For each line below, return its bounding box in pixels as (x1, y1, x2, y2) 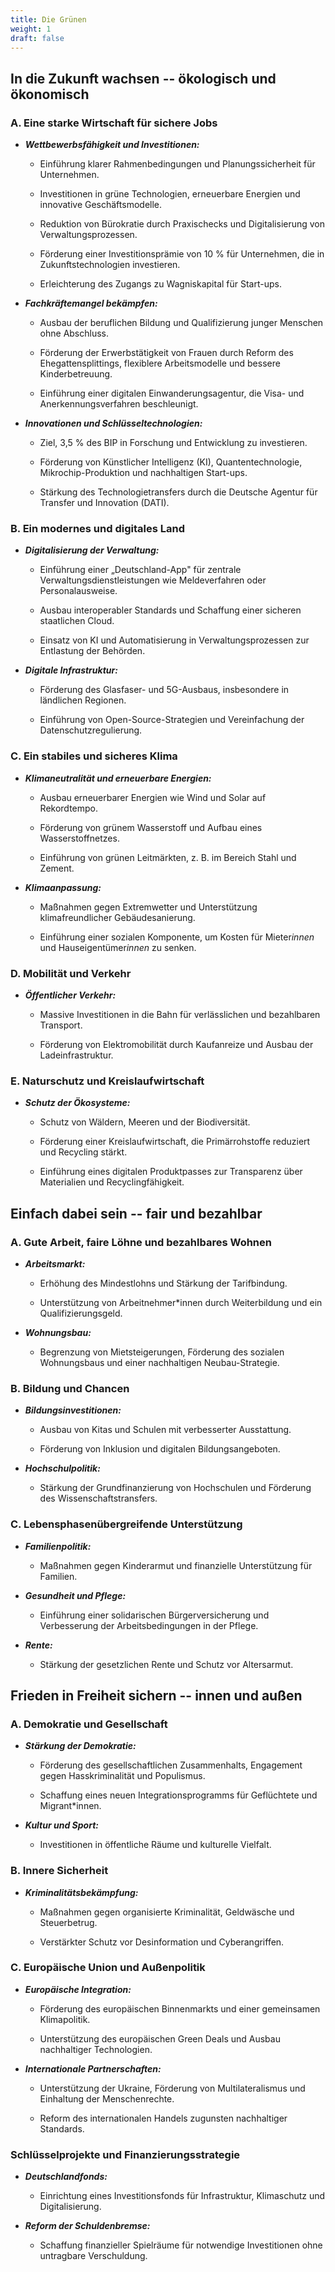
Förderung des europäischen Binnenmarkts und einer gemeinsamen (39, 2002, 321, 2015)
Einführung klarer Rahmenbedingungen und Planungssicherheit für (39, 158, 316, 170)
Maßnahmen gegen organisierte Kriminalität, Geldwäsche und (39, 1906, 295, 1918)
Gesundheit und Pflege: (24, 1589, 127, 1601)
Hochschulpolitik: (24, 1462, 101, 1475)
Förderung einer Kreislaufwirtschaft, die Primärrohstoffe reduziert (39, 1136, 311, 1148)
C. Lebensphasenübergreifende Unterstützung (10, 1517, 243, 1531)
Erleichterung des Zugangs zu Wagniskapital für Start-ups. (39, 278, 282, 290)
